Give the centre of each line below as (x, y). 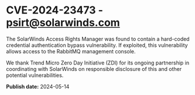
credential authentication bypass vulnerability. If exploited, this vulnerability (97, 45)
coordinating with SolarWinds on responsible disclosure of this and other (94, 69)
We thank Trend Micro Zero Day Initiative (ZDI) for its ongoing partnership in (98, 63)
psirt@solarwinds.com (63, 23)
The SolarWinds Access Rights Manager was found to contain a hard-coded (98, 39)
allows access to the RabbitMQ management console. (71, 51)
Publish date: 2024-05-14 (38, 86)
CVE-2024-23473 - (55, 10)
